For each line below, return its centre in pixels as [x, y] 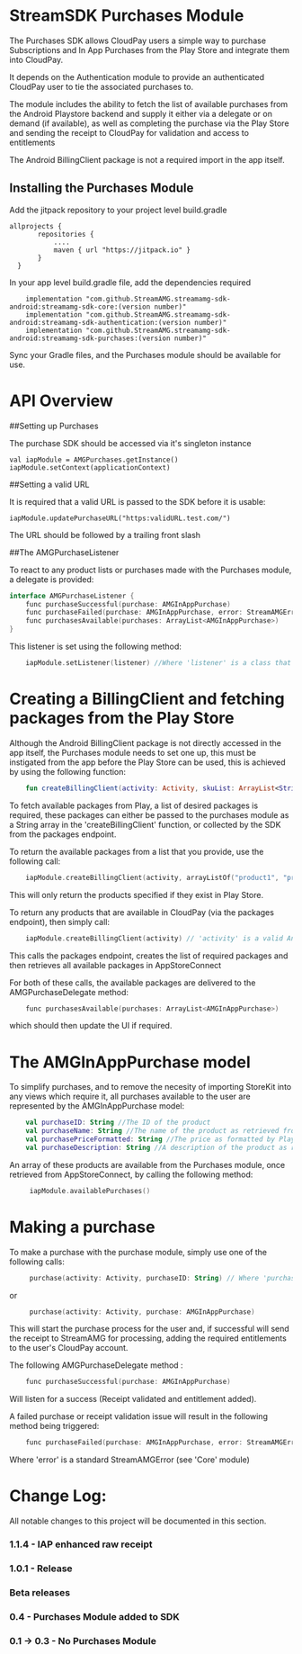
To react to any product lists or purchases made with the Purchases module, [151, 570]
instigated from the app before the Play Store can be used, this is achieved [147, 762]
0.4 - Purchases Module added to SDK [94, 1616]
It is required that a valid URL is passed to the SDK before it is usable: [138, 501]
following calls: [37, 1262]
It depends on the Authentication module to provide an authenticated [137, 76]
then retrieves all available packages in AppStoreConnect [115, 965]
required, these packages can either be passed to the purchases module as [149, 814]
